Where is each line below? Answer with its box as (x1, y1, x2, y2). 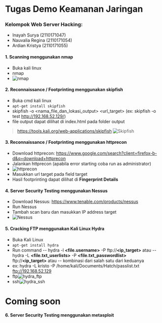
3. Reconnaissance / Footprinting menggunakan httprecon (5, 139, 127, 145)
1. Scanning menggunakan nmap (5, 54, 74, 60)
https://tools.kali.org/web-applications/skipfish (17, 128, 112, 134)
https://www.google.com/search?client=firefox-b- (55, 150, 157, 156)
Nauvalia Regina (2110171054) (12, 37, 73, 43)
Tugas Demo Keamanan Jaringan (5, 3, 143, 15)
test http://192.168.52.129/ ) (12, 113, 66, 119)
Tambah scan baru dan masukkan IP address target (12, 209, 117, 215)
